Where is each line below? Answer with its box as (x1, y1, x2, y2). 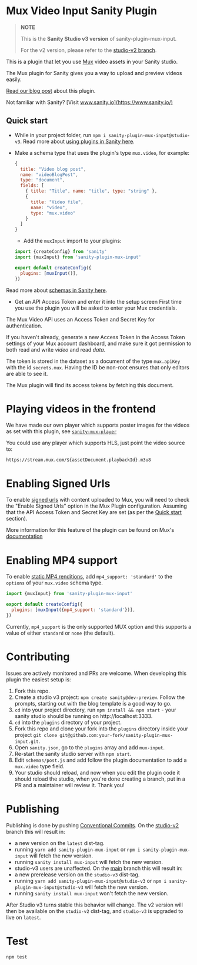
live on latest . (6, 914, 41, 921)
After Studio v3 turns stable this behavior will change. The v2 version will (6, 901, 183, 908)
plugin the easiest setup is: (6, 675, 72, 683)
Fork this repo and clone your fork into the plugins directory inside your (14, 725, 188, 732)
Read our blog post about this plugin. (6, 87, 96, 94)
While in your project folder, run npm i (14, 131, 106, 138)
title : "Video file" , (30, 199, 84, 205)
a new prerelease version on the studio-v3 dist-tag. (14, 870, 140, 878)
